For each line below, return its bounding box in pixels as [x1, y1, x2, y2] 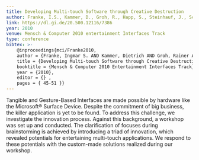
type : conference [6, 36, 49, 42]
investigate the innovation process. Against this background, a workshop [6, 116, 184, 122]
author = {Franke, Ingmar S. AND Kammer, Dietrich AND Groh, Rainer [17, 53, 190, 59]
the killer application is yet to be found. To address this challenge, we [6, 109, 175, 116]
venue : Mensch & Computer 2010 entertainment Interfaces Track [6, 31, 166, 37]
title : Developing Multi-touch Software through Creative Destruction [6, 8, 184, 15]
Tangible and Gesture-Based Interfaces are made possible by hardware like [6, 97, 191, 104]
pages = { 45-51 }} [17, 81, 65, 87]
